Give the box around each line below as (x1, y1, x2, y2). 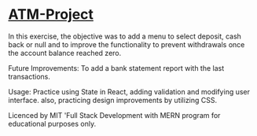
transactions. (8, 72, 51, 81)
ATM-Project (8, 6, 94, 24)
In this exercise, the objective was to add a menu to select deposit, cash (8, 31, 242, 41)
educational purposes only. (8, 119, 97, 128)
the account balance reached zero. (8, 48, 122, 57)
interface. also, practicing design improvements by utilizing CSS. (8, 95, 218, 105)
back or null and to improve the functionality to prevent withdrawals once (8, 39, 245, 49)
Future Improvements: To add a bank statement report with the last (8, 63, 225, 72)
